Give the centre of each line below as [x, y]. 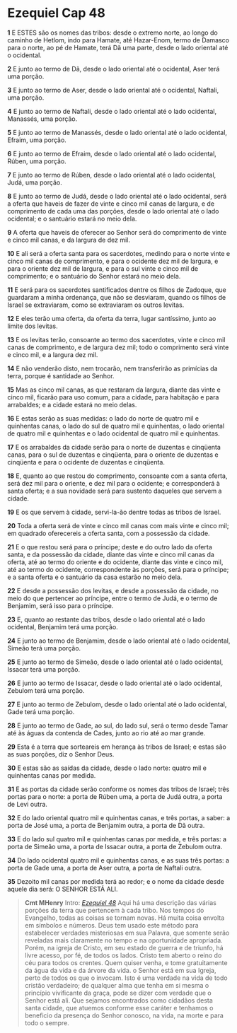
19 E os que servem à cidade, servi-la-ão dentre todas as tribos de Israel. [114, 512]
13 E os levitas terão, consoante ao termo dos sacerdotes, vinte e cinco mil [116, 339]
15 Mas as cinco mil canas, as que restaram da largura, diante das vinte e [114, 390]
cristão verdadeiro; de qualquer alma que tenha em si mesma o [117, 985]
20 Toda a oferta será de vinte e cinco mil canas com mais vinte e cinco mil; [118, 525]
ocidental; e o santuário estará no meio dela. [72, 218]
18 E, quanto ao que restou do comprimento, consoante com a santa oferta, [117, 476]
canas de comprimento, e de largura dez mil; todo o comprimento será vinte [118, 347]
